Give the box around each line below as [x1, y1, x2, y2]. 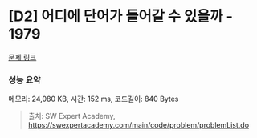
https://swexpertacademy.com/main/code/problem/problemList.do [27, 120, 250, 130]
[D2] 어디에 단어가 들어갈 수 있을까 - [8, 7, 233, 26]
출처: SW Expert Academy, [27, 112, 116, 121]
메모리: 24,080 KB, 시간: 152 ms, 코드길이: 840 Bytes [8, 94, 179, 104]
